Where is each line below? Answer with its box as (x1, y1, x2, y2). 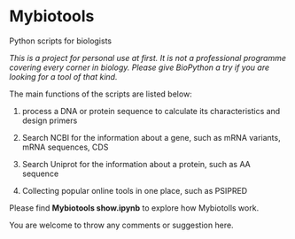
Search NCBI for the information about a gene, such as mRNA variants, (21, 132, 281, 143)
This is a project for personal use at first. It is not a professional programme (9, 52, 286, 63)
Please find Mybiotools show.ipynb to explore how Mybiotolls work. (9, 202, 260, 213)
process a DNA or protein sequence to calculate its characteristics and (21, 105, 281, 116)
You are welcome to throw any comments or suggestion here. (9, 220, 234, 230)
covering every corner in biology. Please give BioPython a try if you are (9, 62, 270, 73)
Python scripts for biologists (9, 35, 113, 46)
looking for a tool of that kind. (9, 71, 118, 81)
